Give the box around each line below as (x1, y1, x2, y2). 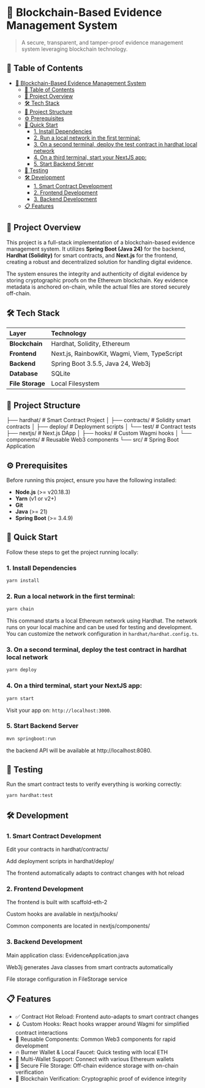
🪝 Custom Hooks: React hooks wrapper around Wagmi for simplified (15, 1020, 190, 1028)
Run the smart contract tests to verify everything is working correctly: (6, 780, 182, 788)
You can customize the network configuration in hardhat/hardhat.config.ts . (6, 630, 199, 638)
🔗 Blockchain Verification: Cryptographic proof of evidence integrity (15, 1075, 187, 1082)
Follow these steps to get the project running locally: (6, 548, 139, 556)
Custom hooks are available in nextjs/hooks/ (6, 910, 118, 918)
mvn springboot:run (6, 735, 56, 742)
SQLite (51, 369, 70, 378)
